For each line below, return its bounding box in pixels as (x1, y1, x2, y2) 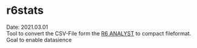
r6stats (6, 4, 44, 17)
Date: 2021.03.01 (6, 23, 49, 31)
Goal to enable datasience (6, 36, 72, 43)
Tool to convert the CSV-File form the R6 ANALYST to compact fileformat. (6, 29, 192, 37)
